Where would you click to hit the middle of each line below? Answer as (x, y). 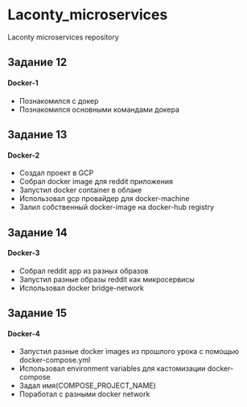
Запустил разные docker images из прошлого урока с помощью (129, 351)
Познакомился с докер (59, 101)
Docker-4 (24, 333)
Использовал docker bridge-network (81, 288)
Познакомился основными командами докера (99, 109)
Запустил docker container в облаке (80, 190)
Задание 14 (37, 232)
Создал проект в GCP (56, 173)
